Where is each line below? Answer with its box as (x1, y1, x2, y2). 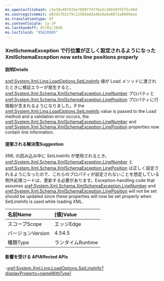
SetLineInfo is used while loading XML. (5, 198, 83, 204)
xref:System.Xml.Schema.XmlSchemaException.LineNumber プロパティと (5, 90, 155, 96)
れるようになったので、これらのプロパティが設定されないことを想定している (5, 171, 160, 177)
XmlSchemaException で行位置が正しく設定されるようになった (5, 47, 156, 54)
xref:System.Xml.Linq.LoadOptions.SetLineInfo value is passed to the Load (5, 109, 157, 114)
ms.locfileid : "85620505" (5, 30, 58, 35)
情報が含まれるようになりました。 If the (5, 103, 84, 109)
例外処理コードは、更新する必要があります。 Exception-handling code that (5, 177, 155, 183)
